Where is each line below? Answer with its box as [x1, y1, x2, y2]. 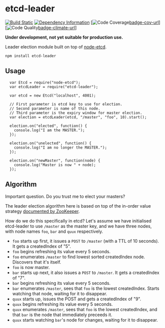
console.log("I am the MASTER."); [14, 127, 85, 133]
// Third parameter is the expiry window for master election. [9, 110, 142, 115]
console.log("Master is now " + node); [14, 162, 96, 167]
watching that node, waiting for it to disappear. [12, 290, 108, 296]
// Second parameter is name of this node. [9, 106, 100, 111]
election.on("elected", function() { [9, 123, 87, 128]
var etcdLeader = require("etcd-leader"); [9, 84, 98, 89]
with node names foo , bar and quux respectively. [5, 228, 103, 234]
